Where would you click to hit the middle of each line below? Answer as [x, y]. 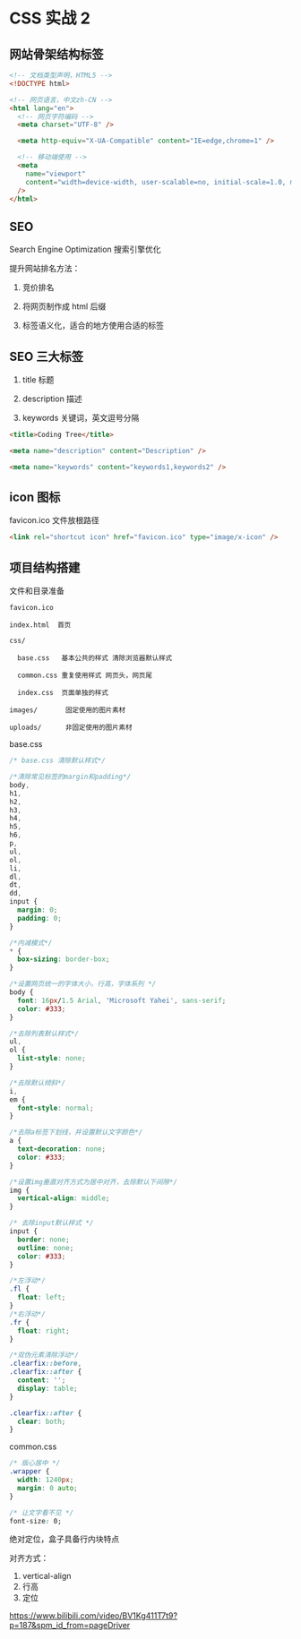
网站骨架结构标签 [56, 54]
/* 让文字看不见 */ [42, 1513]
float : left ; [42, 1298]
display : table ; [47, 1388]
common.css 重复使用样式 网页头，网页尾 [85, 676]
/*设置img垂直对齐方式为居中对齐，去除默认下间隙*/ [93, 1182]
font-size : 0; [36, 1521]
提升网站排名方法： [45, 269]
